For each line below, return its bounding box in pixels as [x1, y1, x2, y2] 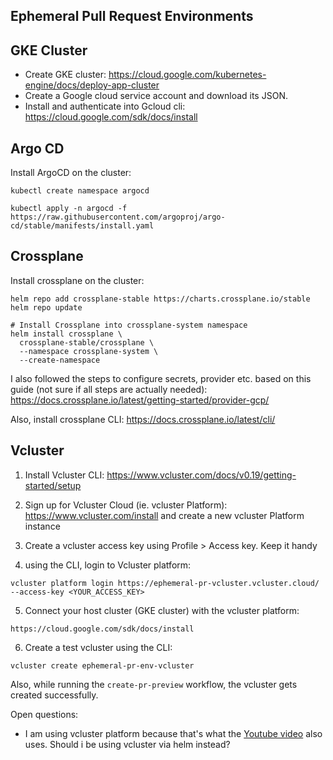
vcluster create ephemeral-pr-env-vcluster [10, 660, 195, 671]
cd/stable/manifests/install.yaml [10, 221, 155, 231]
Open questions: [10, 708, 79, 720]
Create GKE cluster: [24, 69, 107, 81]
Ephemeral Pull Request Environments [10, 8, 254, 25]
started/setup [24, 479, 82, 491]
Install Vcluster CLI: [24, 469, 105, 481]
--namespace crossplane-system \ [19, 346, 159, 356]
